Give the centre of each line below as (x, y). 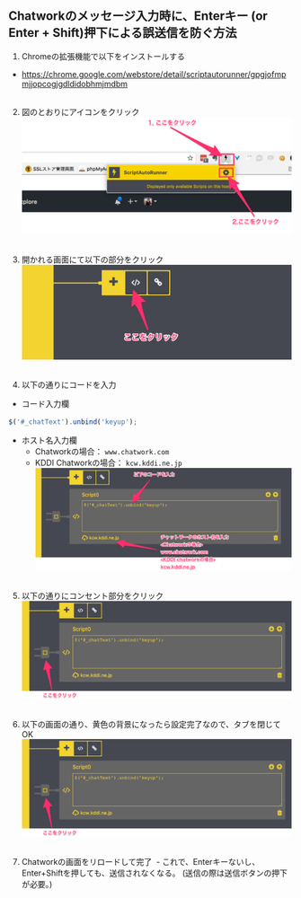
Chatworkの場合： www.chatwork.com (102, 451)
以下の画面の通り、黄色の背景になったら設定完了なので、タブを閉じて (151, 724)
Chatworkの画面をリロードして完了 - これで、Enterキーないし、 (141, 862)
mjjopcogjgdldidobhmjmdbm (74, 84)
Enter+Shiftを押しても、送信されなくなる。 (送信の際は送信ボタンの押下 (155, 873)
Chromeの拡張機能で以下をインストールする (103, 56)
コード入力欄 (45, 404)
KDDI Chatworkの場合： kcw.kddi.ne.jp (108, 462)
